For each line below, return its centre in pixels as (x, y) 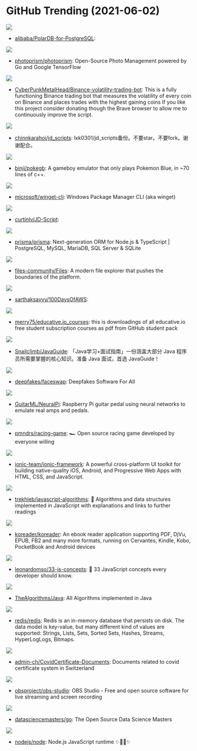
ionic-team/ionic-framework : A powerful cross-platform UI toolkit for (98, 464)
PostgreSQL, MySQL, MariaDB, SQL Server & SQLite (78, 248)
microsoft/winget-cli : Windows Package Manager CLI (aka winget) (95, 196)
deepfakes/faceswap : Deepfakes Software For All (75, 381)
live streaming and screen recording (58, 697)
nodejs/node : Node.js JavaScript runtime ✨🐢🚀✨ (73, 742)
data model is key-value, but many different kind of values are (89, 627)
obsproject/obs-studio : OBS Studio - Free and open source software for (102, 690)
